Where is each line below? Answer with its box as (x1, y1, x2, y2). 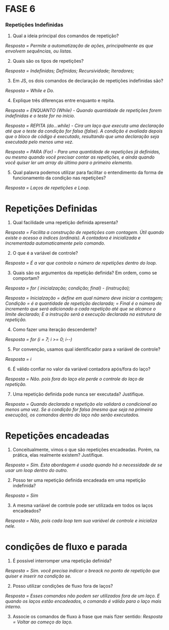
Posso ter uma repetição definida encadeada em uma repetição (12, 477, 146, 483)
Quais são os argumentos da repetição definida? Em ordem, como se (12, 270, 157, 276)
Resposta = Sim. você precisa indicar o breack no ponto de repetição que (5, 568, 160, 574)
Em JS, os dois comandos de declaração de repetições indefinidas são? (12, 77, 163, 84)
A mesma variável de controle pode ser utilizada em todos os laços (12, 503, 153, 509)
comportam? (12, 275, 40, 281)
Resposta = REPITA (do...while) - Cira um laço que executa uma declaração (5, 123, 164, 129)
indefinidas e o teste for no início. (5, 113, 75, 119)
